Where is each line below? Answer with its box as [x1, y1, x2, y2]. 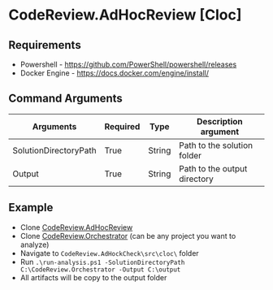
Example [8, 201, 54, 214]
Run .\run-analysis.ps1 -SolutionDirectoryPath [19, 257, 185, 266]
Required [104, 120, 141, 132]
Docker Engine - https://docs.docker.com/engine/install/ [19, 68, 210, 78]
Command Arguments [8, 92, 123, 106]
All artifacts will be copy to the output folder [19, 272, 167, 282]
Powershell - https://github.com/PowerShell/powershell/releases [19, 59, 237, 69]
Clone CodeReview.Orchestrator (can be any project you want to [19, 231, 236, 240]
